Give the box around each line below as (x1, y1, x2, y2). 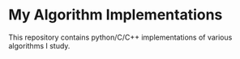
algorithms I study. (8, 40, 71, 50)
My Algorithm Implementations (8, 6, 223, 24)
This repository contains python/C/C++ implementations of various (8, 32, 233, 42)
